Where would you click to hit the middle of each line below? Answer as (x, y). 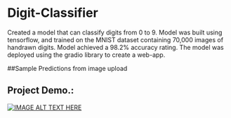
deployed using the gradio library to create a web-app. (86, 55)
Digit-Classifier (53, 13)
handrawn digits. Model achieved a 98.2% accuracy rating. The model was (115, 47)
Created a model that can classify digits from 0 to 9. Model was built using (115, 32)
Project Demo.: (41, 90)
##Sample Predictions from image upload (67, 68)
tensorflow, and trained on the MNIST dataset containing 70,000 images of (115, 39)
